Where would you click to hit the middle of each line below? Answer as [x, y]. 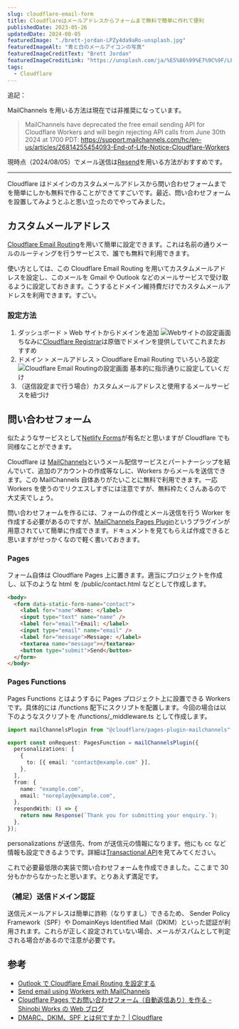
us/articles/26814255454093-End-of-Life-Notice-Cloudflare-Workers [127, 147]
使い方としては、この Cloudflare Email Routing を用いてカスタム [101, 269]
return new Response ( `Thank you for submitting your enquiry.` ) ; [119, 816]
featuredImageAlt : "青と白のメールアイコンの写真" [76, 47]
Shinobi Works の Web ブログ [61, 1008]
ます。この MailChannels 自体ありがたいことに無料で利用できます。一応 [113, 480]
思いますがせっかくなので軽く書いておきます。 [75, 540]
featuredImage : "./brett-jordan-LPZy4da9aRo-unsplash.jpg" [97, 41]
